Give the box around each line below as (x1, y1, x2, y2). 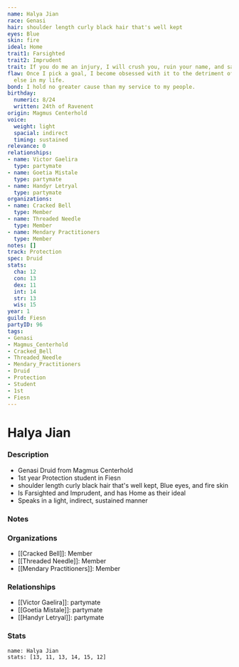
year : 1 (7, 308, 31, 315)
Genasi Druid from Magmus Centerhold (17, 466, 133, 474)
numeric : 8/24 (14, 97, 55, 104)
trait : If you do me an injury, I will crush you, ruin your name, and (7, 63, 224, 70)
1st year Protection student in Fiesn (17, 474, 121, 482)
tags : (7, 328, 23, 335)
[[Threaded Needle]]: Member (17, 557, 107, 565)
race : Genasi (7, 17, 46, 24)
